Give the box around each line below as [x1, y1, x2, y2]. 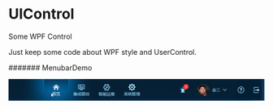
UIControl [8, 5, 75, 23]
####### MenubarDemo [8, 62, 93, 73]
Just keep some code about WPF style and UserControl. [8, 47, 197, 57]
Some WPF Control [8, 31, 72, 41]
